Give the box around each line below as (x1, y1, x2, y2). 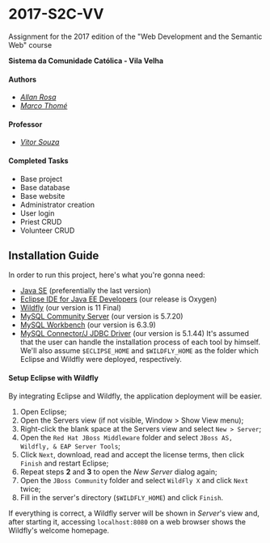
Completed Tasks (8, 155, 69, 166)
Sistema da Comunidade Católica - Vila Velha (8, 56, 164, 65)
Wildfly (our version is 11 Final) (19, 303, 121, 313)
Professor (8, 119, 43, 129)
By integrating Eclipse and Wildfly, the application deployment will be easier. (8, 391, 263, 401)
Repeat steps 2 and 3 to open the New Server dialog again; (19, 466, 217, 477)
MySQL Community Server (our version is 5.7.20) (19, 312, 184, 322)
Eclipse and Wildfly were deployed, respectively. (19, 355, 182, 364)
